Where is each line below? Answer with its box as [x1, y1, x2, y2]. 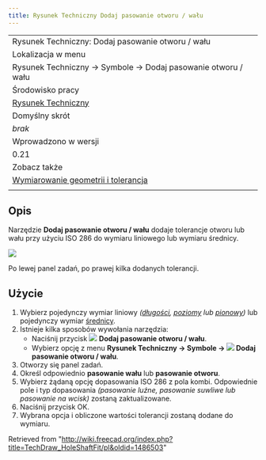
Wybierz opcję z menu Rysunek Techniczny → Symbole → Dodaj [31, 344, 256, 353]
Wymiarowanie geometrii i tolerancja [12, 174, 148, 185]
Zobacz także [12, 162, 63, 173]
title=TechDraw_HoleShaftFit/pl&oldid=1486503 [8, 443, 164, 452]
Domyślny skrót [12, 110, 70, 121]
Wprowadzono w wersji [12, 135, 100, 146]
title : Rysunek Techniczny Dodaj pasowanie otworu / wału [8, 11, 203, 20]
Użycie [8, 287, 44, 300]
